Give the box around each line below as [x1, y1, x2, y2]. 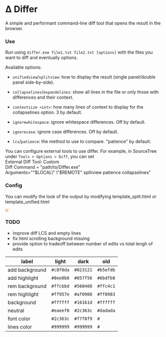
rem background [7, 282, 46, 289]
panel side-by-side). [12, 79, 54, 86]
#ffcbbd [51, 283, 70, 289]
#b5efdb [97, 267, 115, 272]
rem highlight [7, 290, 39, 297]
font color [7, 315, 31, 322]
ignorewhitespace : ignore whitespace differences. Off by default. [12, 119, 146, 125]
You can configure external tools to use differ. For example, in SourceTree [5, 148, 157, 154]
